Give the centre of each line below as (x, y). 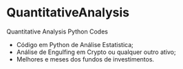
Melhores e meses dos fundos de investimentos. (85, 59)
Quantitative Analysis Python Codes (57, 31)
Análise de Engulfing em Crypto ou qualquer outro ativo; (96, 52)
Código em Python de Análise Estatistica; (75, 44)
